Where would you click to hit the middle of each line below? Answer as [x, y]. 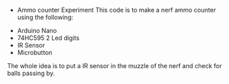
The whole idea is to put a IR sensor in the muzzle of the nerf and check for [114, 66]
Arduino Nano [37, 31]
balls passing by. [31, 73]
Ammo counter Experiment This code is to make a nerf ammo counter [117, 10]
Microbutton [35, 52]
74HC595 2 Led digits [48, 38]
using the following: [45, 17]
